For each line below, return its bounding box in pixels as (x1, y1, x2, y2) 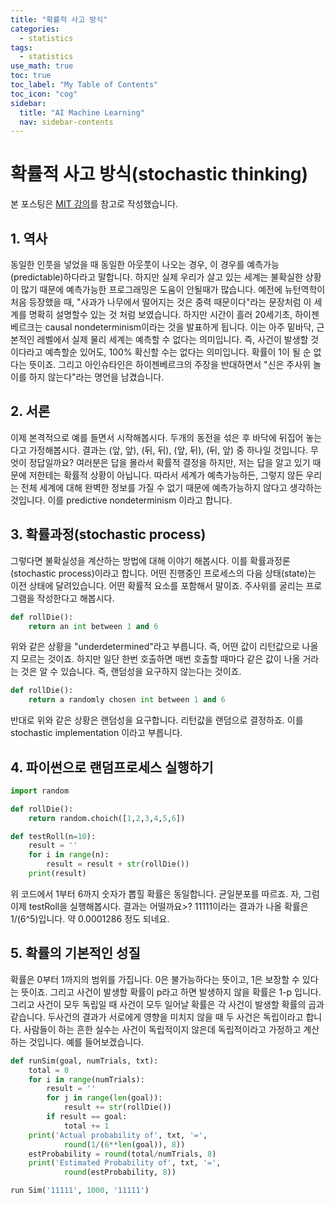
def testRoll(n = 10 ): (10, 831, 97, 841)
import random (10, 786, 70, 796)
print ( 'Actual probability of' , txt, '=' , (28, 1130, 208, 1140)
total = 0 (28, 1065, 70, 1075)
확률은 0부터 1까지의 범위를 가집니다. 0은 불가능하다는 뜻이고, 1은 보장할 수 (10, 973, 300, 985)
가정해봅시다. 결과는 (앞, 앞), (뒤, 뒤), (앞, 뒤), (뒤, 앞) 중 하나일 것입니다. (28, 444, 309, 456)
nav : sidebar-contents (19, 117, 114, 127)
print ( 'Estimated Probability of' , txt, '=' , (28, 1158, 222, 1168)
